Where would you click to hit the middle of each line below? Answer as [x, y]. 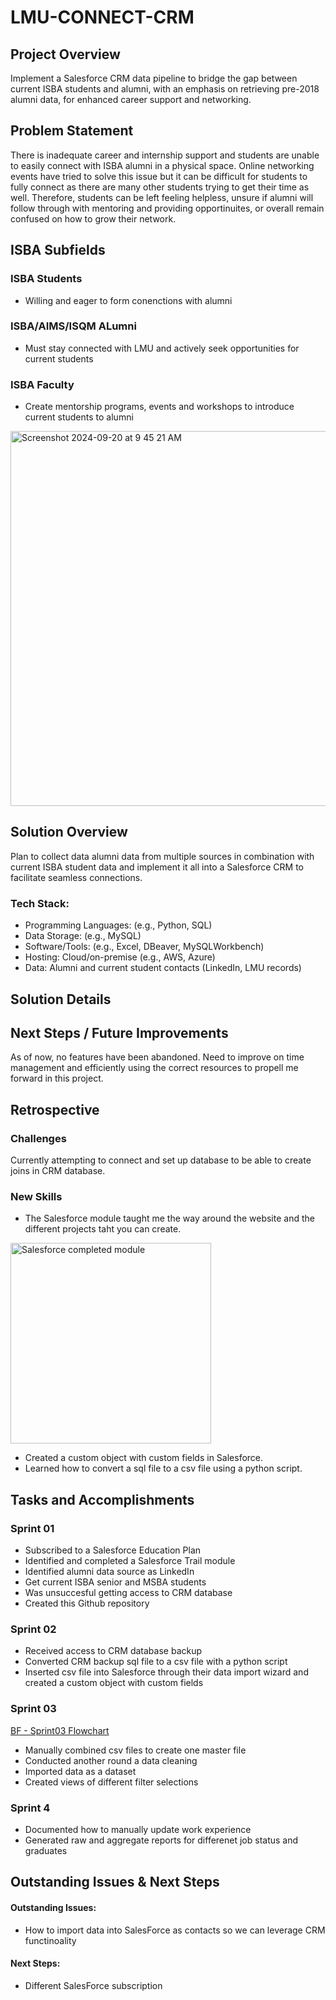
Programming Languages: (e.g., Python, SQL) [118, 925]
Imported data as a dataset [80, 1771]
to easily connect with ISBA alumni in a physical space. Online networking [162, 165]
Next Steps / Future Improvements [119, 1032]
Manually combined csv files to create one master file [135, 1750]
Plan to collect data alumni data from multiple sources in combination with [162, 856]
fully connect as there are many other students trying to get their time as [160, 187]
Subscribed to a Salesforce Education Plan [113, 1550]
